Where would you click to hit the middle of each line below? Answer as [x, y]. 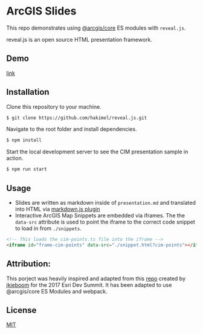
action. [15, 158]
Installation [28, 92]
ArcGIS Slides [41, 11]
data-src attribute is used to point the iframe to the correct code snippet [105, 222]
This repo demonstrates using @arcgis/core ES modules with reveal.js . [96, 28]
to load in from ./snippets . [48, 228]
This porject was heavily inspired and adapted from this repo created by [96, 278]
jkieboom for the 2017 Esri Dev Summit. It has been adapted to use [89, 284]
